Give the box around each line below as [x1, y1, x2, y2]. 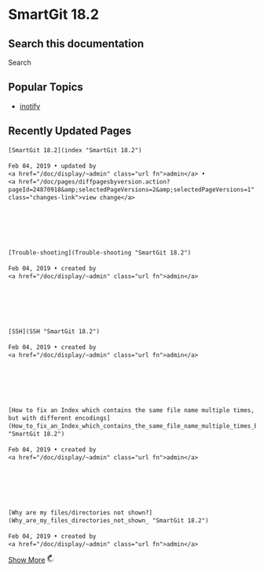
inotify [19, 101, 41, 111]
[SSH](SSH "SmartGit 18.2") [8, 327, 101, 336]
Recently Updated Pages [8, 124, 132, 138]
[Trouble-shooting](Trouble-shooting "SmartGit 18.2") [8, 248, 192, 257]
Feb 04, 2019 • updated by [8, 162, 97, 170]
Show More [8, 555, 46, 564]
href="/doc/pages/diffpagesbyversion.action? [18, 177, 170, 186]
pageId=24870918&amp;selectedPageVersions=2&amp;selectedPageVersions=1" [8, 185, 255, 194]
